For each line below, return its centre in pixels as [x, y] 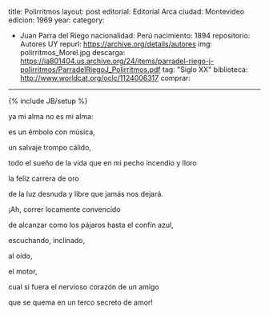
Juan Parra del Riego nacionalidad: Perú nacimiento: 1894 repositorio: [135, 36]
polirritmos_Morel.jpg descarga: [72, 52]
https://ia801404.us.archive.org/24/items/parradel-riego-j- [117, 61]
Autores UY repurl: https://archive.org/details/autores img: [116, 44]
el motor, [23, 271]
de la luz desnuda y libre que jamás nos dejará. [86, 194]
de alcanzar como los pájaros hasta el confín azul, [91, 225]
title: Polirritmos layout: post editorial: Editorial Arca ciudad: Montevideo [126, 12]
